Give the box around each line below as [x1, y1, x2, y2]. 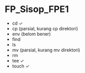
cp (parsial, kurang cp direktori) [12, 25, 78, 31]
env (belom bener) [12, 31, 51, 37]
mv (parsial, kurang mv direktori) [12, 47, 80, 53]
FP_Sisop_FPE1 [5, 4, 69, 15]
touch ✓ [12, 63, 30, 69]
